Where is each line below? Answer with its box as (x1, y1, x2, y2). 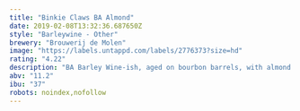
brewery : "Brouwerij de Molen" (9, 38, 127, 47)
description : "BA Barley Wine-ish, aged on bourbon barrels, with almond (9, 64, 292, 73)
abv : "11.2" (9, 72, 54, 81)
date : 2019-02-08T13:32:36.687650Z (9, 21, 143, 30)
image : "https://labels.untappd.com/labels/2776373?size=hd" (9, 47, 243, 55)
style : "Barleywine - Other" (9, 30, 119, 38)
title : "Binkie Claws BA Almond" (9, 13, 135, 22)
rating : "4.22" (9, 55, 66, 64)
